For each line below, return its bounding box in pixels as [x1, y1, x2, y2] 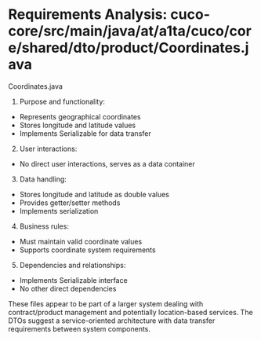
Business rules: [19, 222, 69, 231]
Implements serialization [19, 206, 99, 215]
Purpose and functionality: [19, 97, 106, 106]
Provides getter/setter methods [19, 198, 121, 207]
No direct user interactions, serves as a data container [19, 159, 196, 168]
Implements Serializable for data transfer [19, 128, 151, 138]
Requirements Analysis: [8, 5, 168, 24]
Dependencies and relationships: [19, 260, 126, 269]
